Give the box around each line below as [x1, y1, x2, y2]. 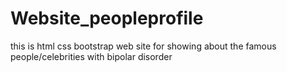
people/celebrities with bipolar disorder [10, 50, 173, 62]
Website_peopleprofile [10, 7, 204, 30]
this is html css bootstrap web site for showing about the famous [10, 40, 277, 52]
